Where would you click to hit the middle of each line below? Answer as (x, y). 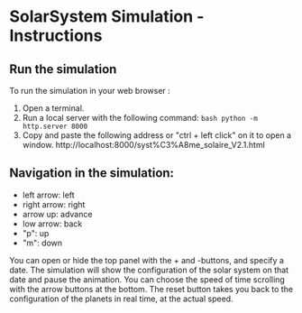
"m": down (42, 243)
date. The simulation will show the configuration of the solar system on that (149, 270)
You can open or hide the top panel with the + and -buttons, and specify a (146, 260)
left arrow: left (48, 195)
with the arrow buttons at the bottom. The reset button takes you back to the (151, 289)
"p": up (36, 233)
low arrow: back (52, 224)
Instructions (56, 36)
